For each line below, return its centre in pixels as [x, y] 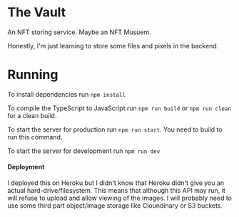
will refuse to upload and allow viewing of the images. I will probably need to [119, 198]
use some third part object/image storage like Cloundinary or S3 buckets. [115, 206]
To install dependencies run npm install [67, 94]
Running [33, 75]
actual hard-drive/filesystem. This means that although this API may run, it [117, 191]
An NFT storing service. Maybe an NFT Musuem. [79, 32]
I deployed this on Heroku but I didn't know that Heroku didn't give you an [116, 183]
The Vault [37, 12]
